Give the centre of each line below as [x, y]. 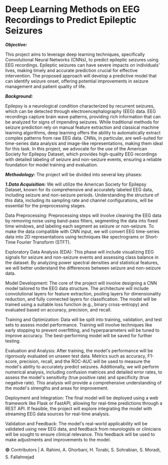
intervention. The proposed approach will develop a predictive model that [81, 75]
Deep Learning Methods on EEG [73, 9]
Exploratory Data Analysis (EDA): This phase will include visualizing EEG [79, 252]
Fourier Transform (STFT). [44, 242]
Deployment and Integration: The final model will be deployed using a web [82, 398]
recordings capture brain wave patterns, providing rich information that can [83, 116]
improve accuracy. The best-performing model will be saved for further [79, 335]
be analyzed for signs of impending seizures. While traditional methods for [82, 122]
